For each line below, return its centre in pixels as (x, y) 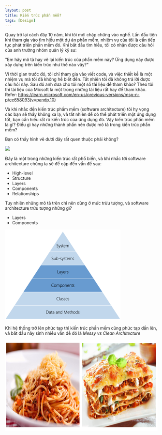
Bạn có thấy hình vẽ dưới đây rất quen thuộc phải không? (62, 139)
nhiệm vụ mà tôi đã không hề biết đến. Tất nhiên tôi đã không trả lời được (78, 79)
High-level (22, 173)
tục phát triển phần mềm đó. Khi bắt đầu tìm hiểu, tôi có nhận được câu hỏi (79, 45)
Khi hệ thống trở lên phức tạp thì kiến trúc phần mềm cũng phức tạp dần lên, (81, 328)
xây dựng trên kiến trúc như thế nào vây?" (47, 65)
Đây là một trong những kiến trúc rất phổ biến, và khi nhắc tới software (75, 159)
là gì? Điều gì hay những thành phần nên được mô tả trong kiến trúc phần (78, 125)
